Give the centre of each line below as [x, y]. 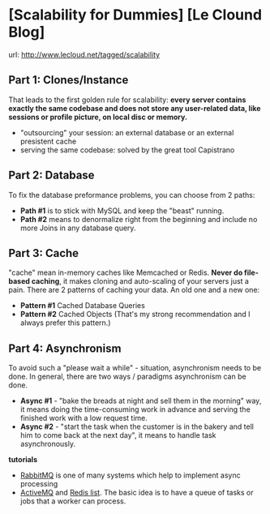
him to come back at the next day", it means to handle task [118, 435]
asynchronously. [47, 444]
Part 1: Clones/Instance [69, 80]
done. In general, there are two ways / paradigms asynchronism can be [127, 377]
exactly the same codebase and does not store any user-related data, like [135, 108]
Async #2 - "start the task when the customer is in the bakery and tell [137, 426]
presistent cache [48, 141]
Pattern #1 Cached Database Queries [83, 306]
